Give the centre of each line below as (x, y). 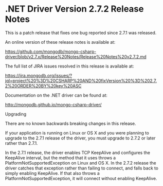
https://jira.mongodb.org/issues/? (38, 75)
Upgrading (16, 114)
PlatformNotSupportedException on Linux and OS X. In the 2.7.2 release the (81, 163)
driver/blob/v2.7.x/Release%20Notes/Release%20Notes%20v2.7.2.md (76, 56)
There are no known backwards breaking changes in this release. (71, 123)
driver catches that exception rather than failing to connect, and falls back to (82, 168)
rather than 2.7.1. (21, 143)
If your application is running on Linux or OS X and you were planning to (77, 133)
